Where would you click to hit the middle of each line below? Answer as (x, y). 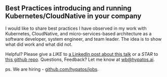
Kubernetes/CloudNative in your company (73, 16)
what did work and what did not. (39, 44)
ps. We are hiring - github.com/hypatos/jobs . (52, 69)
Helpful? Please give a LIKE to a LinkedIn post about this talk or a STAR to (82, 54)
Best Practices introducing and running (68, 8)
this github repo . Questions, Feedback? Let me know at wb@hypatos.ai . (80, 59)
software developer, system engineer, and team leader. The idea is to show (83, 39)
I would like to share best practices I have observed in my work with (76, 28)
